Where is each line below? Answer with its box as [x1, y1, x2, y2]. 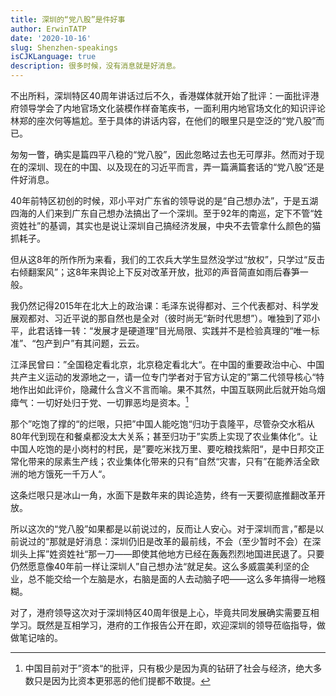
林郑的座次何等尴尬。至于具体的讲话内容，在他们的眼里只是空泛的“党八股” [10, 115, 317, 126]
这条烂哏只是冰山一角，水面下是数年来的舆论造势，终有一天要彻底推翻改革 [10, 489, 317, 501]
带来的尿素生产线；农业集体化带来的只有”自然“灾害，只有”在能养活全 [27, 455, 312, 467]
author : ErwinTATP [10, 24, 87, 34]
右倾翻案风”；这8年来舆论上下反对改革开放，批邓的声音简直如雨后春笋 [10, 266, 300, 278]
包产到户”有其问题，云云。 [35, 337, 145, 349]
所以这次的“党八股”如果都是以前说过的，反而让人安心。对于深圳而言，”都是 [10, 522, 316, 535]
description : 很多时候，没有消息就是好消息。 [10, 61, 181, 71]
